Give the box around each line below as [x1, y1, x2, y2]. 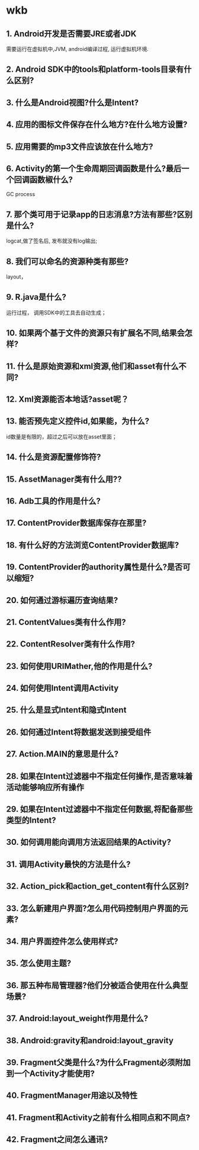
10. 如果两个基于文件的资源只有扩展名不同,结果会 [6, 328, 185, 338]
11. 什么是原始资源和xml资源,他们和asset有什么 [6, 361, 179, 371]
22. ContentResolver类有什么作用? [6, 639, 135, 649]
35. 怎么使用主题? [6, 958, 72, 969]
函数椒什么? [29, 174, 73, 184]
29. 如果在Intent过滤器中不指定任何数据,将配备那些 [6, 804, 193, 815]
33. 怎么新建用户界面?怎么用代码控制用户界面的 [6, 903, 181, 913]
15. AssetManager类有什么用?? [6, 474, 123, 484]
